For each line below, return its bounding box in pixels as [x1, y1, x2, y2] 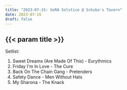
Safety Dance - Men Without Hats [12, 74, 83, 80]
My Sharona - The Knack [12, 79, 64, 85]
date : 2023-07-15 [5, 12, 42, 17]
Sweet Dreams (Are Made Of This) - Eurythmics [12, 58, 112, 64]
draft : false [5, 16, 33, 21]
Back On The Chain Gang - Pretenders [12, 68, 92, 75]
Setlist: [5, 48, 20, 54]
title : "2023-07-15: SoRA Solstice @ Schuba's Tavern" [5, 7, 122, 12]
